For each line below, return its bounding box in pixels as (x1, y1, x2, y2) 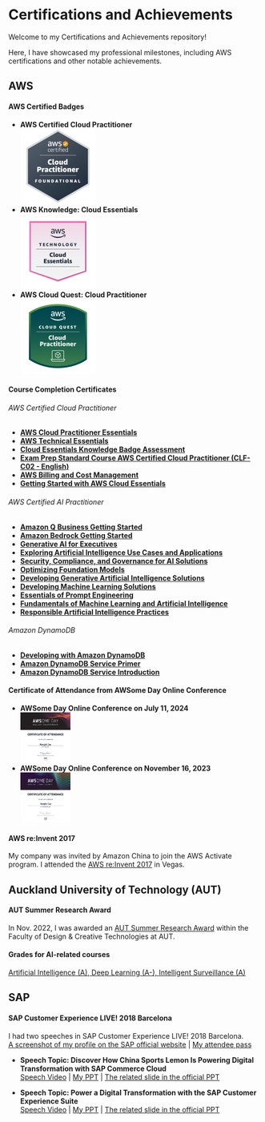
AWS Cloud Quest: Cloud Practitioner (19, 290, 147, 300)
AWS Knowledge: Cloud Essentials (19, 204, 139, 214)
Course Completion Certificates (8, 384, 117, 394)
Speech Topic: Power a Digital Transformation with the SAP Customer (19, 1088, 257, 1097)
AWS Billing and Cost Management (19, 470, 139, 480)
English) (41, 462, 70, 472)
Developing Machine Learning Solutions (19, 581, 156, 591)
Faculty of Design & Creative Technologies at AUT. (8, 931, 175, 941)
